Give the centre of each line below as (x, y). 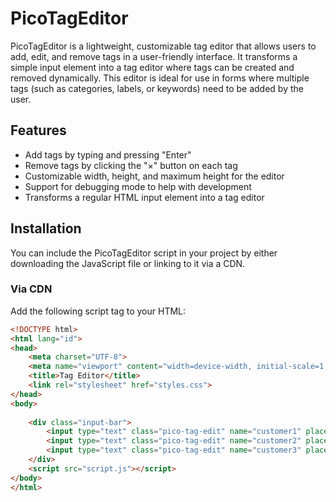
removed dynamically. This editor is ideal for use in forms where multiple (160, 78)
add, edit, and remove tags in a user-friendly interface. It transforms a (154, 56)
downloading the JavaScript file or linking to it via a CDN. (128, 263)
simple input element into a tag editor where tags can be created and (152, 67)
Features (38, 130)
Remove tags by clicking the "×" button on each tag (131, 165)
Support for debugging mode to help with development (138, 186)
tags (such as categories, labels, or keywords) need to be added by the (157, 88)
